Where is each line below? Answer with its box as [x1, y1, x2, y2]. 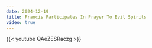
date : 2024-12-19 [6, 8, 49, 15]
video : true [6, 19, 35, 25]
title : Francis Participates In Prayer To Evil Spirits [6, 14, 147, 20]
